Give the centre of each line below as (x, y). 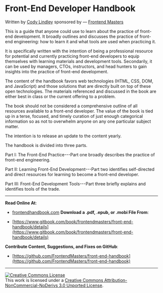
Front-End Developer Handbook (70, 8)
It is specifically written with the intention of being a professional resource (79, 51)
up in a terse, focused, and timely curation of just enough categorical (74, 116)
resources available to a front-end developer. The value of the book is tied (79, 111)
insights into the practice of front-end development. (57, 71)
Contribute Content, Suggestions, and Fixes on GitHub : (62, 246)
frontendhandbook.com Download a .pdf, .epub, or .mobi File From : (80, 212)
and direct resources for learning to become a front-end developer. (72, 174)
